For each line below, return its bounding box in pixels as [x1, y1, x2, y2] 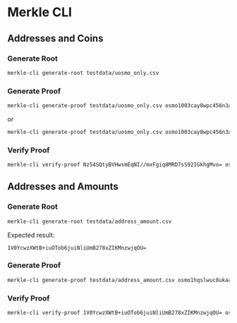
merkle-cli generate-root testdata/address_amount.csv [7, 218, 172, 225]
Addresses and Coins [7, 32, 104, 44]
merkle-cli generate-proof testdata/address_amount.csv [7, 276, 175, 284]
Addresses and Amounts [7, 181, 119, 193]
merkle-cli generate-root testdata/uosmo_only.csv [7, 69, 159, 76]
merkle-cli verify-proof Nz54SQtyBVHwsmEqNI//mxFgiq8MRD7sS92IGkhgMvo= [7, 161, 222, 169]
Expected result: [7, 231, 55, 239]
